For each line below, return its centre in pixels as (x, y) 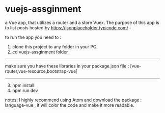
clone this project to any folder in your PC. (55, 46)
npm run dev (25, 90)
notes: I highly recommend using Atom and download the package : (73, 100)
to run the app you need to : (33, 37)
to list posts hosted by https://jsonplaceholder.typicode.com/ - (68, 27)
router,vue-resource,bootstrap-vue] (41, 71)
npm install (23, 85)
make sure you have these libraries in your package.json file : (67, 66)
